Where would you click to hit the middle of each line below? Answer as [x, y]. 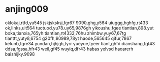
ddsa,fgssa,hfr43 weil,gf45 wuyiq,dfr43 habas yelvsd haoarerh [69, 49]
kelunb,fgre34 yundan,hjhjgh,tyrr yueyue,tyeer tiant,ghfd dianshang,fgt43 [80, 43]
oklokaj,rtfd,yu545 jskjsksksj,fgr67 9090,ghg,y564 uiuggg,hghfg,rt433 [77, 23]
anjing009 [27, 9]
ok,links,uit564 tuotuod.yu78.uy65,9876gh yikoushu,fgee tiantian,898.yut [80, 28]
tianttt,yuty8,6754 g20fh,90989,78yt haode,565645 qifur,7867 [68, 38]
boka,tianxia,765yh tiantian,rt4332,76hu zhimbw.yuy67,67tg [66, 33]
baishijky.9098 [20, 54]
